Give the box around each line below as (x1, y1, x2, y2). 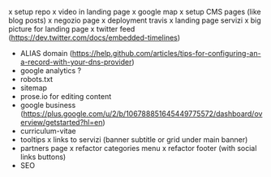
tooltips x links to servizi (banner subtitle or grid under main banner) (19, 135, 248, 145)
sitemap (19, 83, 47, 93)
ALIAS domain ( (19, 49, 73, 58)
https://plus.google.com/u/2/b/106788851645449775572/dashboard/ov (23, 109, 263, 119)
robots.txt (19, 75, 54, 84)
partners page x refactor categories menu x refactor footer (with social (19, 144, 257, 153)
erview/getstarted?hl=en (19, 118, 103, 127)
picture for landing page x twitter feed (8, 24, 135, 33)
